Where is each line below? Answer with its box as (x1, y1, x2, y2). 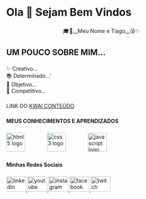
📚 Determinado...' (6, 72, 51, 80)
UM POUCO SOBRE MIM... (6, 47, 106, 57)
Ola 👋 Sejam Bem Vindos (6, 5, 132, 19)
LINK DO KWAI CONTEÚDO (6, 103, 75, 110)
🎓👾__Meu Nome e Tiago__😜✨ (63, 27, 140, 35)
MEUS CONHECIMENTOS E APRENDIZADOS (6, 118, 119, 125)
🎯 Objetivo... (6, 81, 37, 88)
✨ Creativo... (6, 65, 38, 72)
